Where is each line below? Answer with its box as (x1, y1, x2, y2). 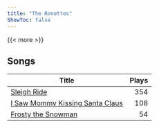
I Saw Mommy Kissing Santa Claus (10, 98, 123, 108)
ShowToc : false (7, 17, 51, 23)
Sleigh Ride (10, 87, 48, 97)
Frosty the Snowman (10, 109, 78, 119)
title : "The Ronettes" (7, 10, 73, 17)
